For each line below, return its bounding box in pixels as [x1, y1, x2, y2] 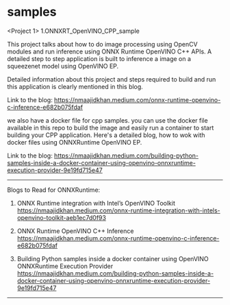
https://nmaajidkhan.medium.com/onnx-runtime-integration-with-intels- [16, 206, 220, 215]
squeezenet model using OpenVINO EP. [7, 62, 119, 70]
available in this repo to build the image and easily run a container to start [7, 123, 214, 132]
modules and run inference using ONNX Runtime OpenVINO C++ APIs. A [7, 47, 212, 56]
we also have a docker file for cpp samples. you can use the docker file [7, 116, 208, 124]
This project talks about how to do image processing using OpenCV [7, 40, 198, 48]
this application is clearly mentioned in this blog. [7, 82, 144, 90]
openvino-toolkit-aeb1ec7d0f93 [16, 213, 106, 221]
